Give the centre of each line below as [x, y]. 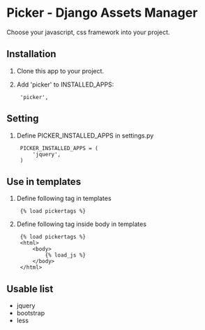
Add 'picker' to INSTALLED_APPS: [65, 84]
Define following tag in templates [64, 198]
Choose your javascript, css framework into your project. [88, 32]
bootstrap [31, 313]
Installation [31, 54]
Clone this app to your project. [60, 70]
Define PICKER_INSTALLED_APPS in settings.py [85, 135]
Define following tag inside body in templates [82, 224]
